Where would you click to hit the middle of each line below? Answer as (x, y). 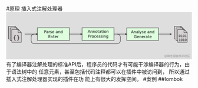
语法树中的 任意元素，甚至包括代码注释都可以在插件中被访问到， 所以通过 (100, 72)
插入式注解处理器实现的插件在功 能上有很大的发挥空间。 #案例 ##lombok (95, 79)
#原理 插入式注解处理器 (34, 9)
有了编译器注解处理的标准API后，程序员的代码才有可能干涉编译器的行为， (95, 64)
